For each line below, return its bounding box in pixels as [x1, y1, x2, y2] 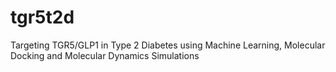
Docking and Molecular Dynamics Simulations [10, 49, 200, 61]
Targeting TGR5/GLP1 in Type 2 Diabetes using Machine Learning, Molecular [10, 39, 326, 51]
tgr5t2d [10, 6, 75, 29]
